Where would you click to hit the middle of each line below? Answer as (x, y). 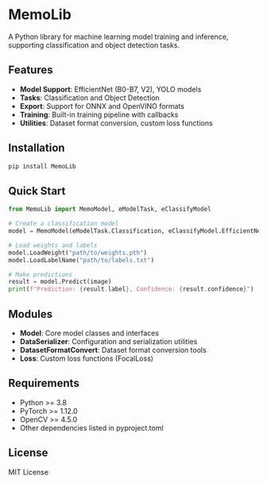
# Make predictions (41, 274)
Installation (37, 148)
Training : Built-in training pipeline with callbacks (99, 114)
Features (31, 70)
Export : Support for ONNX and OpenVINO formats (102, 106)
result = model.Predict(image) (60, 282)
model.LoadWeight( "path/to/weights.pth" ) (78, 253)
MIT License (29, 472)
